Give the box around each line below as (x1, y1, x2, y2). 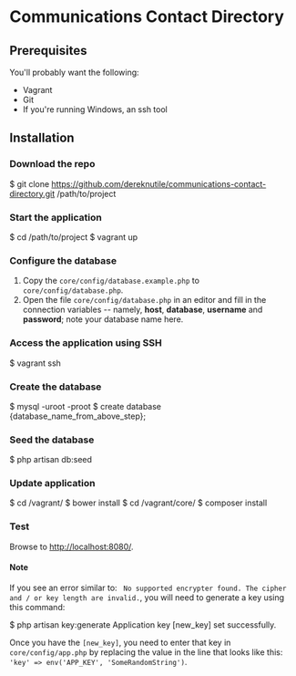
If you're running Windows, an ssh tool (22, 104, 168, 115)
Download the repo (9, 158, 96, 171)
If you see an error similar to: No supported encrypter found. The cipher (9, 582, 287, 593)
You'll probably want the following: (9, 67, 139, 78)
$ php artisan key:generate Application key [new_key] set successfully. (9, 619, 277, 630)
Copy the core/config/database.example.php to (22, 276, 200, 286)
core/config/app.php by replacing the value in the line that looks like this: (9, 646, 283, 658)
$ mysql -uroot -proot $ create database (9, 400, 162, 411)
